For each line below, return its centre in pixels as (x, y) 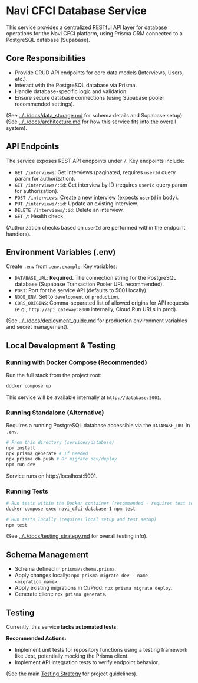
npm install (21, 448)
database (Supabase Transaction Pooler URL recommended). (89, 284)
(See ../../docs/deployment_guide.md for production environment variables (97, 321)
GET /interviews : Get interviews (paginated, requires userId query (95, 172)
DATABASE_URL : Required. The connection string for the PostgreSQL (95, 278)
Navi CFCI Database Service (77, 11)
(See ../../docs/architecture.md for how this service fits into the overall (91, 122)
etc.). (21, 79)
